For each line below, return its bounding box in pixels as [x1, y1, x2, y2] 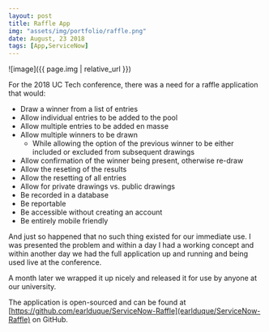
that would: [8, 88, 46, 98]
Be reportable [19, 199, 66, 209]
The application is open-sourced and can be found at [8, 297, 186, 308]
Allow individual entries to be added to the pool [19, 113, 178, 122]
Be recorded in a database [19, 190, 109, 200]
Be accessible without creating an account [19, 207, 163, 217]
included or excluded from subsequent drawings [32, 147, 195, 157]
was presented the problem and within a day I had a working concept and [8, 240, 254, 250]
